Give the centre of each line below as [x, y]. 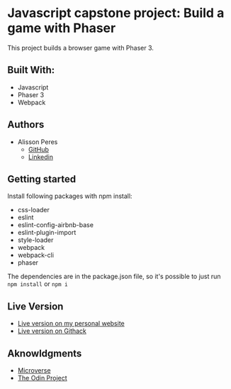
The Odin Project [42, 378]
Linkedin [40, 157]
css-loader [33, 210]
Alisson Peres [38, 142]
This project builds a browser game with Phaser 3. [81, 48]
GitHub [39, 149]
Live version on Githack [52, 331]
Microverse [34, 370]
